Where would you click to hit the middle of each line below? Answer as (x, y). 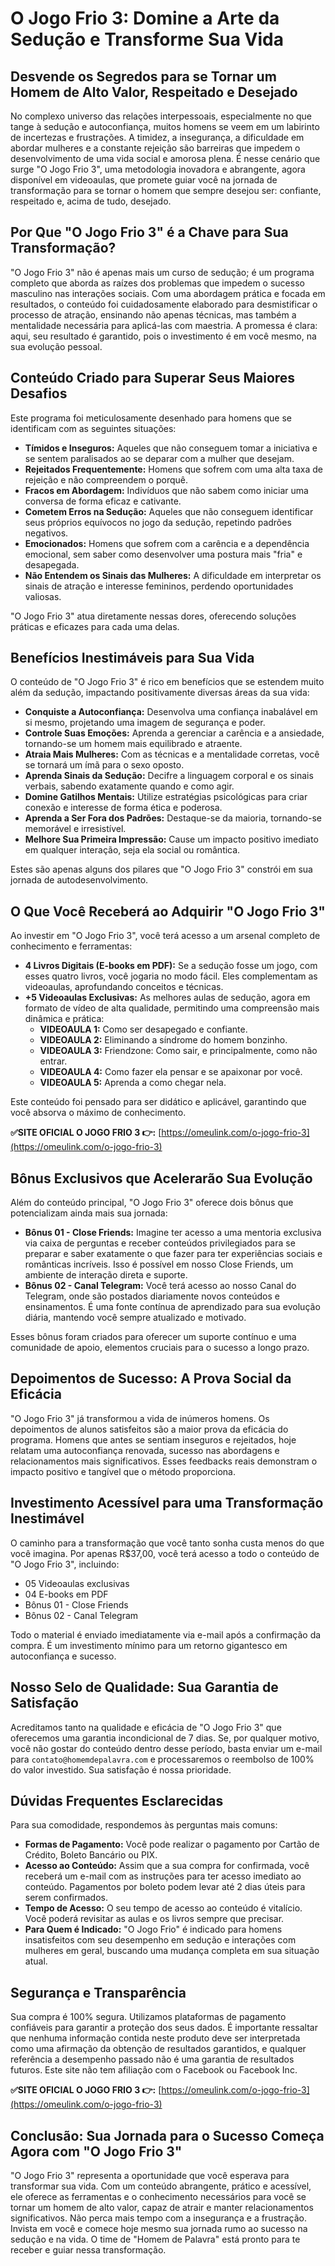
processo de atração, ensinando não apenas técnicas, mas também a (153, 314)
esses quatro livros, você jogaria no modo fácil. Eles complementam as (171, 976)
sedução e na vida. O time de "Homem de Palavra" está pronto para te (155, 2239)
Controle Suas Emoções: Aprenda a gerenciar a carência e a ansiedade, (174, 733)
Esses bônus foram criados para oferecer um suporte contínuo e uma (153, 1337)
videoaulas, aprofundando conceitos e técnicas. (124, 987)
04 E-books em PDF (66, 1594)
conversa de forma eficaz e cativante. (103, 501)
